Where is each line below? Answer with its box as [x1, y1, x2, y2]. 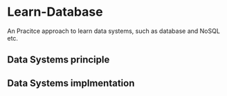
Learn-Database [7, 4, 103, 20]
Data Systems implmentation [7, 77, 135, 89]
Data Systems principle [7, 54, 110, 66]
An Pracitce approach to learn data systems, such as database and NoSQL [7, 27, 220, 35]
